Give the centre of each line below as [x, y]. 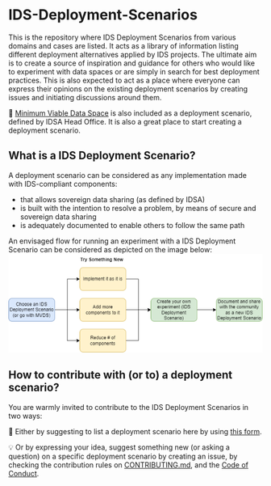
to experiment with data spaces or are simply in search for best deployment [134, 71]
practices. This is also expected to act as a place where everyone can [124, 80]
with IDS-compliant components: [63, 184]
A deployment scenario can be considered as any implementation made [128, 175]
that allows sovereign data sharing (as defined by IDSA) [113, 199]
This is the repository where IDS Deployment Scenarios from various [122, 37]
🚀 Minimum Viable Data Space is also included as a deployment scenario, [130, 113]
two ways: [25, 416]
